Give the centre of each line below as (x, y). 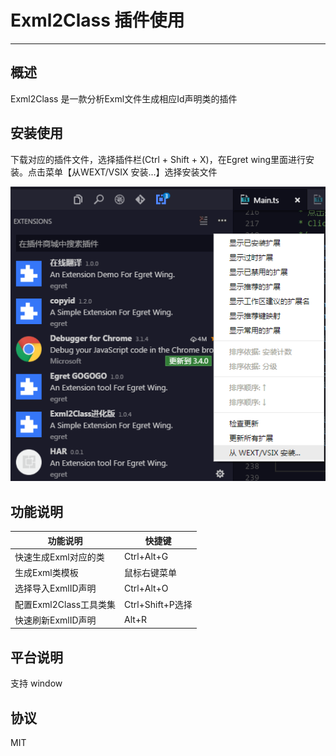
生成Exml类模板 (46, 573)
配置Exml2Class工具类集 (65, 604)
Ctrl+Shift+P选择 (158, 604)
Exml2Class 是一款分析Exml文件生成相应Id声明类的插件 (124, 98)
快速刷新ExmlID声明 (55, 620)
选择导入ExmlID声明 (55, 588)
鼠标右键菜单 (151, 573)
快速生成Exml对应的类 (59, 557)
